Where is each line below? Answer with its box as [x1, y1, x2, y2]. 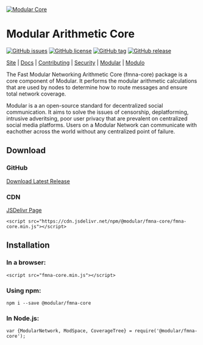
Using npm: [6, 286, 41, 294]
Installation [6, 240, 50, 251]
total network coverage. [6, 90, 66, 97]
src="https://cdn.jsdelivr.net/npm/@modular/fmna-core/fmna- [28, 218, 187, 225]
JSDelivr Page [6, 206, 42, 214]
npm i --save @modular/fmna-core [6, 300, 91, 306]
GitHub [6, 164, 28, 172]
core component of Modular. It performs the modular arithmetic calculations [6, 77, 198, 85]
